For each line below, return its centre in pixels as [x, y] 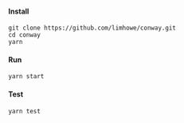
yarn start [26, 77]
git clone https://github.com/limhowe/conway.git [92, 28]
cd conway [25, 35]
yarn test [25, 111]
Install [19, 11]
